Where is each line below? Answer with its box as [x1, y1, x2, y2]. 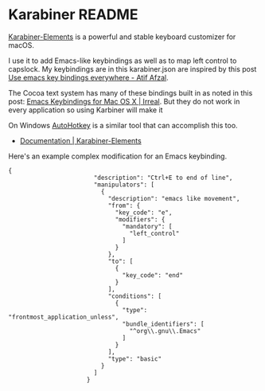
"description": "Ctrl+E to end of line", [93, 174, 233, 182]
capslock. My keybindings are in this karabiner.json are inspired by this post [8, 64, 257, 73]
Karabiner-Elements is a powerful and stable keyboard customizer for [8, 32, 236, 41]
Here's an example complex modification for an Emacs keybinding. [8, 151, 228, 161]
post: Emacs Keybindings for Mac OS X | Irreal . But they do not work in [8, 96, 240, 106]
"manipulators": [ [93, 181, 155, 189]
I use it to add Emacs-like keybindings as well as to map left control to [8, 56, 237, 65]
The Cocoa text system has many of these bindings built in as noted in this [8, 88, 253, 97]
